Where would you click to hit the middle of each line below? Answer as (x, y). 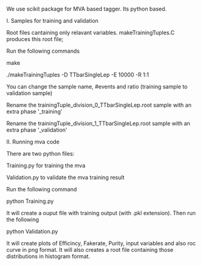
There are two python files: (40, 154)
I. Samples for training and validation (53, 21)
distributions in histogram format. (48, 256)
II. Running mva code (33, 142)
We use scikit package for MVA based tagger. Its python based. (87, 9)
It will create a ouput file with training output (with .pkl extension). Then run (101, 213)
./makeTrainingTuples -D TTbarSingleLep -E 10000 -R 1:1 (78, 75)
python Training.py (30, 201)
